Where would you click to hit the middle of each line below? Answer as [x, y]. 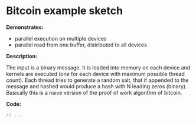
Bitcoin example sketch [64, 11]
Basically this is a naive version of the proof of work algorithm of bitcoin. [94, 92]
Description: [22, 56]
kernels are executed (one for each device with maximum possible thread [95, 74]
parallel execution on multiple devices [61, 38]
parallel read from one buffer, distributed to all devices [81, 45]
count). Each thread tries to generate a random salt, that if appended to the [97, 80]
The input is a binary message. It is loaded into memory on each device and [98, 67]
